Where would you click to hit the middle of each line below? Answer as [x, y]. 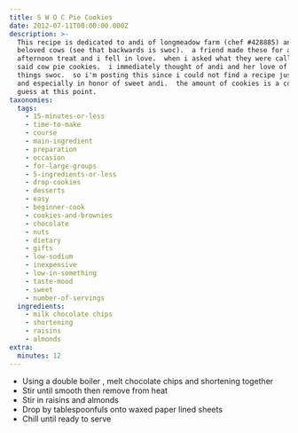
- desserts [45, 191]
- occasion [45, 157]
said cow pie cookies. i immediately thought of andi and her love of [153, 67]
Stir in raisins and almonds [71, 399]
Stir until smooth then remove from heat [95, 390]
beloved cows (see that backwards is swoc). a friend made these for [150, 51]
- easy [37, 199]
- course [41, 133]
